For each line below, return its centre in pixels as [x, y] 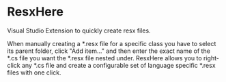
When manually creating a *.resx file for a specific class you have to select [112, 43]
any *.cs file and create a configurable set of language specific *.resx [119, 65]
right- [212, 58]
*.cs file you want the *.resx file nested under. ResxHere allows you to [105, 58]
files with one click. [34, 73]
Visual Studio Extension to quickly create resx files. [79, 30]
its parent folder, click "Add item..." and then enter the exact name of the [109, 51]
